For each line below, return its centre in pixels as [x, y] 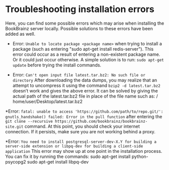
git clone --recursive [29, 121]
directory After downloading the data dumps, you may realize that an [85, 80]
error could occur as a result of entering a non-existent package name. [86, 54]
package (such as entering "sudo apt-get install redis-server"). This [83, 49]
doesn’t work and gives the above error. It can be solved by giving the [85, 91]
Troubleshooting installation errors [80, 9]
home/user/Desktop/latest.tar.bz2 [47, 101]
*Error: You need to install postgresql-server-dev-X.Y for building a [81, 141]
